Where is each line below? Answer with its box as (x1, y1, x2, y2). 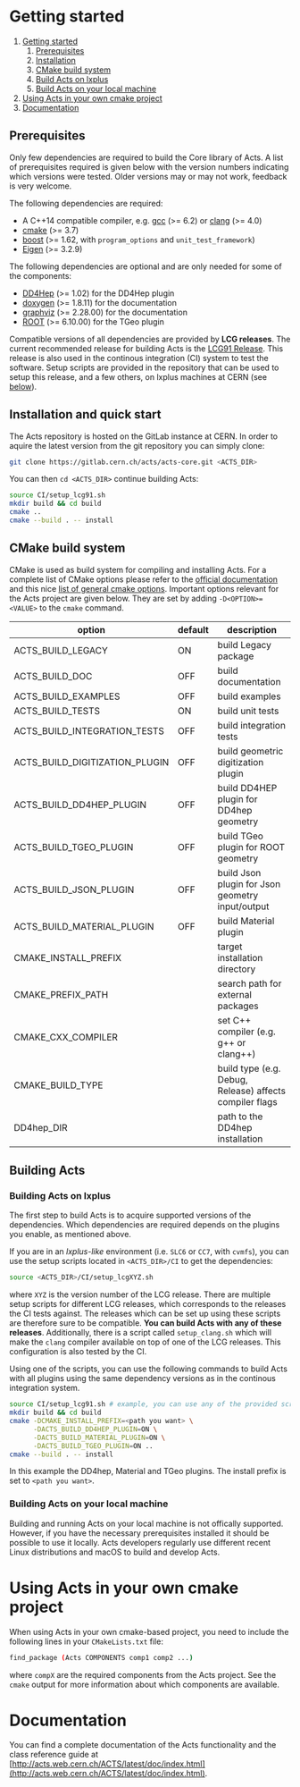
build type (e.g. (217, 1062, 281, 1075)
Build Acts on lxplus (35, 73, 109, 84)
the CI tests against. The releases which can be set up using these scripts (9, 1308, 281, 1319)
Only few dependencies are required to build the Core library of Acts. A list (9, 152, 284, 163)
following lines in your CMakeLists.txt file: (9, 1636, 163, 1647)
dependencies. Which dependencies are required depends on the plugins (9, 1219, 280, 1230)
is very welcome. (9, 181, 72, 191)
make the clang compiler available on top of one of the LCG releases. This (9, 1336, 281, 1347)
